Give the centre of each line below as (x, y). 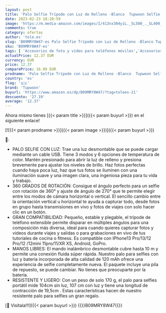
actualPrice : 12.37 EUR (30, 55)
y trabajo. (22, 181)
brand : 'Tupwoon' (23, 87)
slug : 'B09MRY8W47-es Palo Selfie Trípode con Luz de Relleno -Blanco (79, 42)
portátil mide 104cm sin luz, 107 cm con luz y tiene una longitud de (80, 285)
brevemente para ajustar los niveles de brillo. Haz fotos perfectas (79, 165)
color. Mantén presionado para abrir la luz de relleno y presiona (77, 160)
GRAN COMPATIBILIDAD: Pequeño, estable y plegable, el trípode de (81, 217)
